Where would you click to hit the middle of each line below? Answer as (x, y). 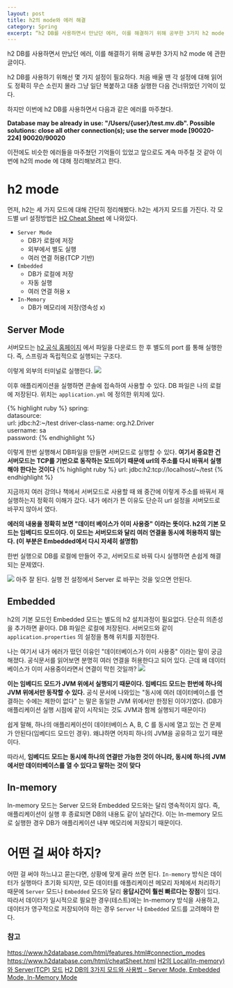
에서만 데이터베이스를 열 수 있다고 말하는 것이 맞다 (74, 765)
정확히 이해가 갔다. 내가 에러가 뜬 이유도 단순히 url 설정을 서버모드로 (129, 500)
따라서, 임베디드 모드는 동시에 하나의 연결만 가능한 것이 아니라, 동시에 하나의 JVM (116, 756)
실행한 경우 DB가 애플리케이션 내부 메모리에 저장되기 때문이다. (98, 823)
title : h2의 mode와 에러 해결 (47, 20)
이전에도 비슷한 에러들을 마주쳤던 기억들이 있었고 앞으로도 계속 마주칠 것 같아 (111, 152)
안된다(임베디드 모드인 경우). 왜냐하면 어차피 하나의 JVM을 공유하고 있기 (112, 733)
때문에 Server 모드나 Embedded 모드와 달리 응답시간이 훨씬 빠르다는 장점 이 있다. (114, 891)
